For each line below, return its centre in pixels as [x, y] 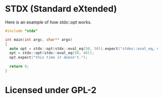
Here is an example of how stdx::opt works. [49, 22]
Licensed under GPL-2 [51, 90]
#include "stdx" [21, 31]
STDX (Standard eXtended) [61, 9]
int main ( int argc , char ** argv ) [39, 39]
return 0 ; [19, 67]
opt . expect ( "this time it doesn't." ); [49, 58]
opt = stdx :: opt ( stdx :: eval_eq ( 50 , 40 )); [52, 53]
